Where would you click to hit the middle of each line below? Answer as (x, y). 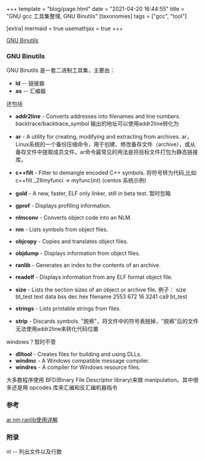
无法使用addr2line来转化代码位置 (57, 329)
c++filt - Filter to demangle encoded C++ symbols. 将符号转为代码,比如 (106, 173)
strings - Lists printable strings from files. (68, 309)
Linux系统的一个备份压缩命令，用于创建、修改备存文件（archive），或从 (105, 144)
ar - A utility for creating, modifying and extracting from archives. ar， (103, 137)
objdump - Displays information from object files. (78, 254)
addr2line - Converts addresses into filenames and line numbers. (98, 117)
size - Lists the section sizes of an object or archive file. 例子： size (101, 290)
